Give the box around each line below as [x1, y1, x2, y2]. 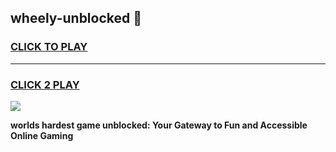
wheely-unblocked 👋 [10, 10, 143, 27]
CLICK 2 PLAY [10, 77, 80, 91]
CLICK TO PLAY [10, 40, 88, 54]
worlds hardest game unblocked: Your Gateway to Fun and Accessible [10, 119, 308, 131]
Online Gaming [10, 129, 74, 141]
